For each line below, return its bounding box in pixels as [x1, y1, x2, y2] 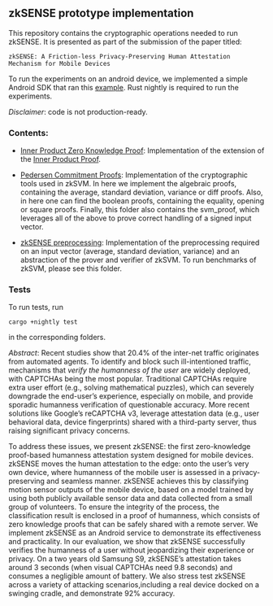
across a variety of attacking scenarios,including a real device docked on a [8, 580, 260, 590]
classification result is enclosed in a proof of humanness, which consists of [8, 511, 260, 521]
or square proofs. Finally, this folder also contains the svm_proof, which [19, 205, 260, 215]
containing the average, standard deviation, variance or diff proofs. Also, [19, 187, 263, 198]
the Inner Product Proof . [19, 155, 102, 164]
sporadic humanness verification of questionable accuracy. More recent [8, 400, 250, 410]
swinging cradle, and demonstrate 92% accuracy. [8, 589, 175, 599]
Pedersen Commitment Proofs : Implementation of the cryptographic [19, 170, 249, 180]
